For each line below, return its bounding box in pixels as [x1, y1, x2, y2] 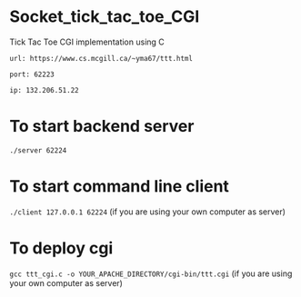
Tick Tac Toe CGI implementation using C [9, 36, 166, 47]
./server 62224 [9, 145, 67, 155]
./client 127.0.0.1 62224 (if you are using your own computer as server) [9, 206, 286, 217]
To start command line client [9, 176, 230, 197]
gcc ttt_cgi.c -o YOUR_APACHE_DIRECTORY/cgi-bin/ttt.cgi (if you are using [9, 268, 293, 279]
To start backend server [9, 116, 195, 137]
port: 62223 [9, 70, 55, 79]
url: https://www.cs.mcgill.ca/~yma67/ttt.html [9, 54, 194, 63]
